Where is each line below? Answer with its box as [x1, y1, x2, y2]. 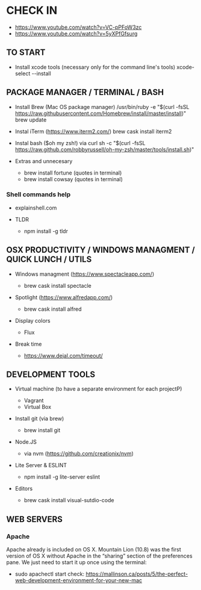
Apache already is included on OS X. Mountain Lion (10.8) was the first [6, 546, 182, 553]
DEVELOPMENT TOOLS [6, 370, 96, 380]
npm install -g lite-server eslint [23, 473, 100, 480]
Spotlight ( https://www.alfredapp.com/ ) [14, 293, 113, 301]
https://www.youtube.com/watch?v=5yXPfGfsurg [14, 29, 138, 37]
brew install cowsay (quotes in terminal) [23, 175, 123, 182]
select [14, 70, 31, 77]
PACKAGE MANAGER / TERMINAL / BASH [6, 87, 164, 98]
